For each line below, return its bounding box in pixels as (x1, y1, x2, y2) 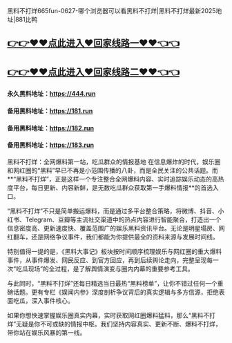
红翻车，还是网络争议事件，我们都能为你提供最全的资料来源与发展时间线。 (7, 233, 219, 241)
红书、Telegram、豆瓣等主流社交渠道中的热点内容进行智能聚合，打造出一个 (7, 215, 222, 224)
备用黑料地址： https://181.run (7, 106, 93, 115)
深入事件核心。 (30, 296, 74, 304)
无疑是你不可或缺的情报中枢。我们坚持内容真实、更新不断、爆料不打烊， (16, 320, 222, 328)
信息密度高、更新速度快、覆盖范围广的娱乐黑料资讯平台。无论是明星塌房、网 (7, 224, 225, 232)
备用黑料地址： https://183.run (7, 141, 95, 149)
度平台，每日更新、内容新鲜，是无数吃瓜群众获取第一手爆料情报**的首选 (7, 183, 213, 192)
